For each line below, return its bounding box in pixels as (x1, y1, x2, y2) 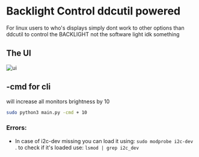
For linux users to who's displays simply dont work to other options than (6, 24, 185, 31)
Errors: (6, 124, 27, 132)
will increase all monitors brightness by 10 (6, 98, 110, 105)
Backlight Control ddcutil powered (6, 4, 181, 18)
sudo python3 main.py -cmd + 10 (6, 109, 87, 115)
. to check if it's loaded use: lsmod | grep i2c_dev (14, 144, 139, 151)
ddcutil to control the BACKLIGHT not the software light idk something (6, 30, 180, 37)
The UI (6, 48, 31, 59)
